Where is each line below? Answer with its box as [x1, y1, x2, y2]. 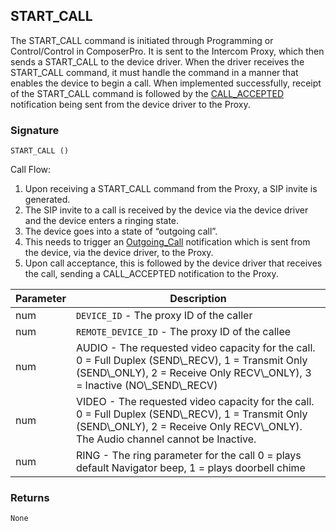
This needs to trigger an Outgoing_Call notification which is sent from [24, 236, 311, 248]
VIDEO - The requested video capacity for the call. [75, 395, 315, 409]
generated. [24, 194, 71, 206]
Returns [10, 491, 50, 505]
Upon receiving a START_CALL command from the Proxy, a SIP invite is [24, 183, 318, 195]
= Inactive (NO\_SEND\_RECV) [75, 379, 218, 393]
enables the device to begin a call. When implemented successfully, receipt [10, 77, 322, 89]
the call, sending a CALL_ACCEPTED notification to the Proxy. [24, 268, 279, 280]
